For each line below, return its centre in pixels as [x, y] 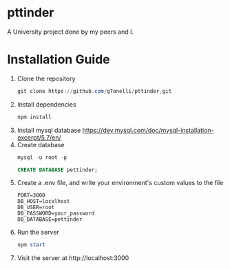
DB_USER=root [36, 208]
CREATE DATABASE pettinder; [57, 170]
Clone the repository [46, 78]
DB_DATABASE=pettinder [50, 219]
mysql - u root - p [42, 157]
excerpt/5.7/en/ [39, 137]
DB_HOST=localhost [43, 202]
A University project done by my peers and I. [71, 32]
